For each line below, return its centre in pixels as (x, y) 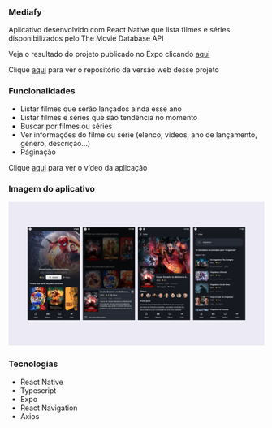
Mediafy (25, 12)
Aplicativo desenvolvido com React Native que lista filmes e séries (119, 30)
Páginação (38, 152)
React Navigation (49, 408)
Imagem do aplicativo (52, 188)
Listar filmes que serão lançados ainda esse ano (101, 109)
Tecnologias (33, 364)
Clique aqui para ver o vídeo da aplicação (78, 167)
